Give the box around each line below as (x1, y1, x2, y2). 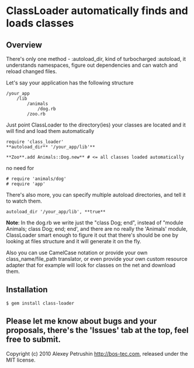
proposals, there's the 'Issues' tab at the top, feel (6, 325, 189, 335)
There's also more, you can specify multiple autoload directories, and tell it (6, 192, 186, 198)
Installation (6, 285, 48, 295)
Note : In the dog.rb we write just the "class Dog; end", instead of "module (6, 219, 183, 226)
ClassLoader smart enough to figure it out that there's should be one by (6, 231, 179, 238)
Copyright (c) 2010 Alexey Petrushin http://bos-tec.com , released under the (6, 350, 188, 357)
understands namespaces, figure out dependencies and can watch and (6, 62, 178, 69)
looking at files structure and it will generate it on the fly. (6, 238, 141, 244)
